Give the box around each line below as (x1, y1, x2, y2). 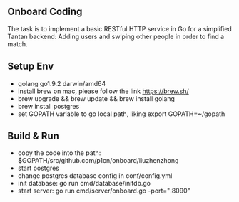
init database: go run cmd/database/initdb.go (17, 179, 151, 188)
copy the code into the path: (17, 149, 101, 157)
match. (7, 39, 28, 48)
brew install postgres (17, 102, 80, 110)
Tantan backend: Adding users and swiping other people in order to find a (7, 32, 225, 41)
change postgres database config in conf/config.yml (17, 171, 173, 180)
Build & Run (7, 130, 59, 142)
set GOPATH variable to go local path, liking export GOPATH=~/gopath (17, 110, 225, 118)
